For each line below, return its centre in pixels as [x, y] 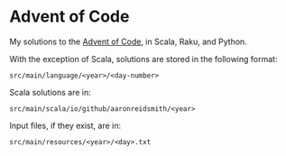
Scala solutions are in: [51, 92]
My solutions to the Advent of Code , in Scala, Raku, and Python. [129, 41]
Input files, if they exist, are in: [65, 125]
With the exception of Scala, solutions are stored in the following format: [143, 59]
